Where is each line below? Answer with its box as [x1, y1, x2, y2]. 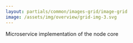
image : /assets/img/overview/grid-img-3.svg [5, 14, 117, 20]
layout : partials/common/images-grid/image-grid [5, 8, 128, 15]
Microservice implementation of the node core [5, 30, 119, 37]
